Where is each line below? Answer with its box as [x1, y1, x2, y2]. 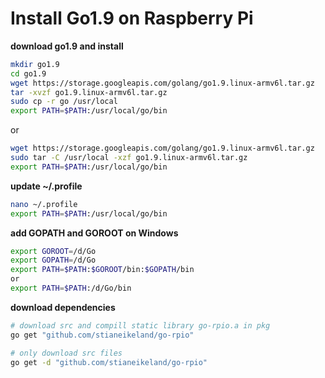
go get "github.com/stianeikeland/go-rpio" [10, 330, 195, 340]
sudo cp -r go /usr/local [10, 97, 118, 107]
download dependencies [10, 301, 116, 313]
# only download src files [10, 348, 123, 358]
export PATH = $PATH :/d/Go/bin [10, 283, 132, 294]
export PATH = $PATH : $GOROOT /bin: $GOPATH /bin [10, 265, 195, 275]
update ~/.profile [10, 180, 83, 192]
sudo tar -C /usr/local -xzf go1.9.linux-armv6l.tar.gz [10, 153, 248, 163]
